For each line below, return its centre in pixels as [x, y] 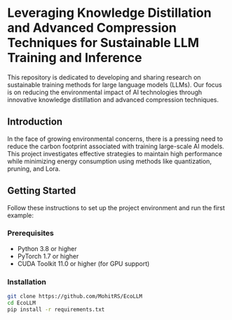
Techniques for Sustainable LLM [103, 43]
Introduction [35, 122]
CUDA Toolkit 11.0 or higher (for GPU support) [83, 263]
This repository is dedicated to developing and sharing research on [104, 77]
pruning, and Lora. [34, 168]
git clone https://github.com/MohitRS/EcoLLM [75, 297]
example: [20, 215]
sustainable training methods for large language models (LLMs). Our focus [115, 84]
